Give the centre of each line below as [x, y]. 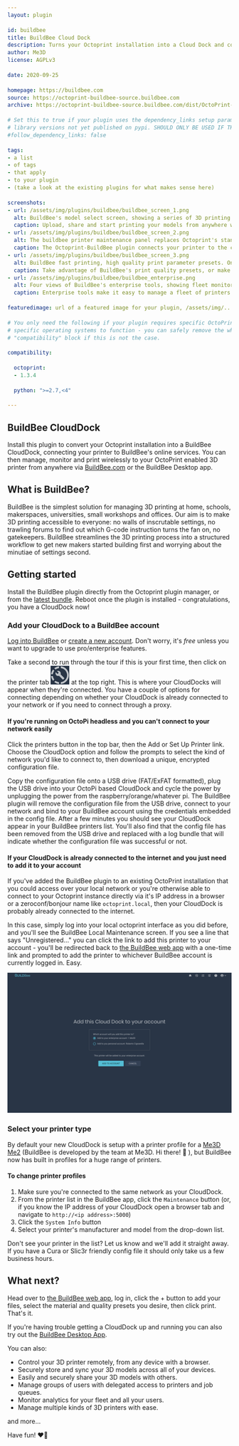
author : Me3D [27, 53]
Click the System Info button [59, 1222]
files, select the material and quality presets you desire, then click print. [112, 1305]
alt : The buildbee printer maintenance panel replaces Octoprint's [116, 241]
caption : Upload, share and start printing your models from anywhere [121, 225]
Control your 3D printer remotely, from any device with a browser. [114, 1362]
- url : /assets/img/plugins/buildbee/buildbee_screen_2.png [99, 233]
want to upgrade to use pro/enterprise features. [77, 648]
